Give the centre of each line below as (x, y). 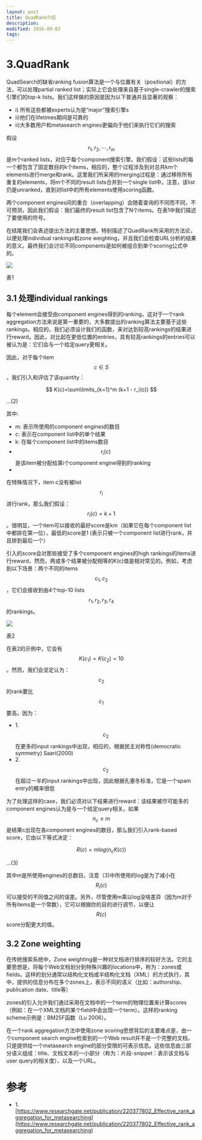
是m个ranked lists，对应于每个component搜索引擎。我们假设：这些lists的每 (100, 159)
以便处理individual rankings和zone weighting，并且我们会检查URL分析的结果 (101, 238)
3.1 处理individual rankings (57, 298)
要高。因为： (22, 713)
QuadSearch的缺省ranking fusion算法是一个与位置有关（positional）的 (94, 82)
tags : (13, 35)
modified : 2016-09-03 (33, 29)
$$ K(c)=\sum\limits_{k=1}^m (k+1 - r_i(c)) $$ (101, 389)
